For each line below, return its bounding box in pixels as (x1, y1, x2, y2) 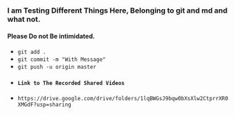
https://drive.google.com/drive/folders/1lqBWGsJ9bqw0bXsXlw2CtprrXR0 (17, 95, 229, 102)
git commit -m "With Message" (17, 56, 107, 63)
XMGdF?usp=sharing (17, 101, 72, 109)
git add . (17, 48, 47, 56)
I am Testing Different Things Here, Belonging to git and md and (7, 6, 228, 15)
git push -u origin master (17, 64, 97, 71)
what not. (7, 14, 41, 24)
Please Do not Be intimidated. (7, 32, 95, 40)
